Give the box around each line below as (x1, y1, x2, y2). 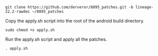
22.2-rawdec (5, 9, 30, 14)
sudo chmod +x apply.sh (5, 27, 55, 32)
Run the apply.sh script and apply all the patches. (5, 36, 107, 42)
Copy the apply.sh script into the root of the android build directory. (5, 18, 144, 23)
